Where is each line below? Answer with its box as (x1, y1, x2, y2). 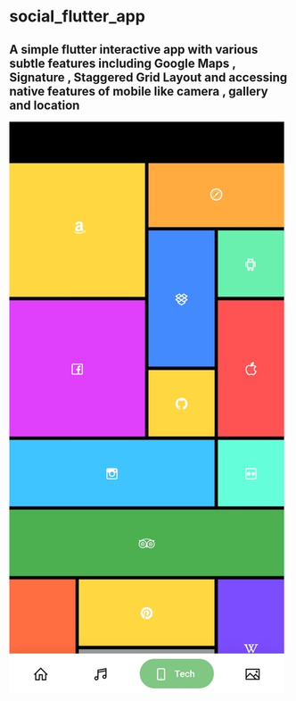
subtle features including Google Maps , (9, 55, 236, 71)
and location (9, 97, 80, 113)
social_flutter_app (9, 6, 145, 27)
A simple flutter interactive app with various (9, 42, 259, 57)
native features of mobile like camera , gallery (9, 83, 269, 99)
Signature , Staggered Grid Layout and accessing (9, 70, 288, 85)
